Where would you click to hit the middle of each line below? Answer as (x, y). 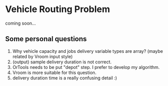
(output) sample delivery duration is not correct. (62, 62)
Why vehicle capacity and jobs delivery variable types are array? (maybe (88, 51)
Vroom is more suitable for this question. (54, 72)
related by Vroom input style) (42, 56)
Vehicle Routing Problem (58, 9)
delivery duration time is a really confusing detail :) (65, 78)
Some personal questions (46, 39)
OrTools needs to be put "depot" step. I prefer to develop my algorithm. (86, 67)
